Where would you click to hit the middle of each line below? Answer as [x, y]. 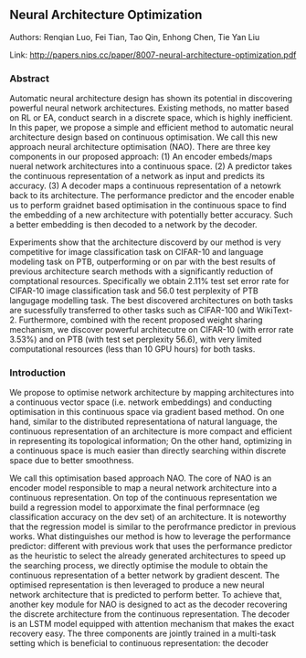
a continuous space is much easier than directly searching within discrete [148, 451]
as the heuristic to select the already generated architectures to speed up [148, 556]
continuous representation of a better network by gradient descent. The [145, 576]
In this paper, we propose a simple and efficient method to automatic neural [152, 128]
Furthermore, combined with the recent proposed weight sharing [141, 320]
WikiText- [274, 311]
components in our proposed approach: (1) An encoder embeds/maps [141, 157]
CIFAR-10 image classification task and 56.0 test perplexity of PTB [134, 291]
